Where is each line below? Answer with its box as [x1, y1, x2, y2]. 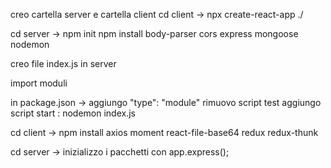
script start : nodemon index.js [10, 107, 136, 119]
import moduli [10, 77, 68, 89]
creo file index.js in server [10, 58, 117, 69]
